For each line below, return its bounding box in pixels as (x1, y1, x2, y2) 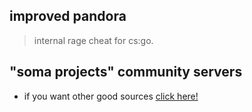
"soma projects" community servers (9, 64, 243, 81)
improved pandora (9, 8, 127, 25)
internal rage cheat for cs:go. (33, 34, 154, 46)
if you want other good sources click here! (23, 90, 199, 102)
